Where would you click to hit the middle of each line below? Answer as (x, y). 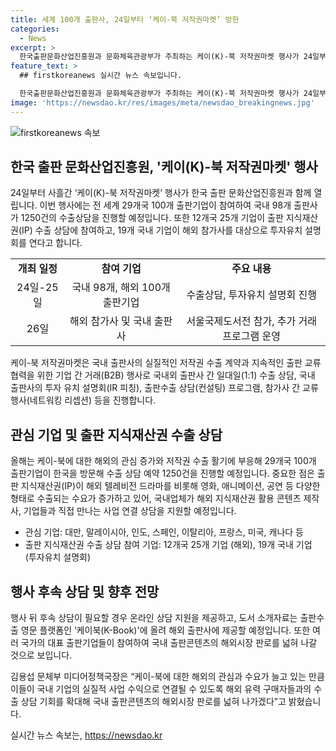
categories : (35, 29)
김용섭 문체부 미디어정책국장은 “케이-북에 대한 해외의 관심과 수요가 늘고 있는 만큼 (167, 677)
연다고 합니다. (55, 243)
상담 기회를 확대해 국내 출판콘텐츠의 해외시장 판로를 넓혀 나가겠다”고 (153, 702)
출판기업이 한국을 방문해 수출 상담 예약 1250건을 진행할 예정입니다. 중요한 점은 (162, 473)
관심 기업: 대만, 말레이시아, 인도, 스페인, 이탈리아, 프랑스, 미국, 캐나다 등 (164, 532)
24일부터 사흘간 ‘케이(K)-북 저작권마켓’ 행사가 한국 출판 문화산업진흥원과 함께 (161, 193)
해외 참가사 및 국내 (110, 321)
